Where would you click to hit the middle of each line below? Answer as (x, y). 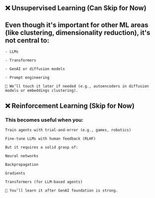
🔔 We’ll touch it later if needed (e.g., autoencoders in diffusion (77, 86)
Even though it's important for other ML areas (77, 25)
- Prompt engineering (27, 78)
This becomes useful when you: (44, 119)
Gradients (15, 173)
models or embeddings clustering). (42, 91)
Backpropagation (22, 164)
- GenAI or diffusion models (35, 69)
